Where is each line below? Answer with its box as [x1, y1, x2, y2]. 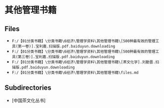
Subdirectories [4, 84, 51, 92]
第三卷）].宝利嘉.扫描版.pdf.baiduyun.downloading [17, 54, 115, 59]
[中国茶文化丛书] [11, 97, 46, 103]
